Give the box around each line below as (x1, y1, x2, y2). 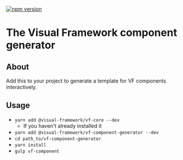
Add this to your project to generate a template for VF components (6, 77, 167, 84)
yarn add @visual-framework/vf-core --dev (14, 117, 120, 123)
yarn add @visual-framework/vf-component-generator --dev (14, 130, 159, 135)
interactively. (6, 84, 37, 90)
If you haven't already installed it (23, 122, 102, 129)
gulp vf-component (14, 148, 60, 154)
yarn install (14, 142, 47, 148)
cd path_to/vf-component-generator (14, 135, 102, 142)
